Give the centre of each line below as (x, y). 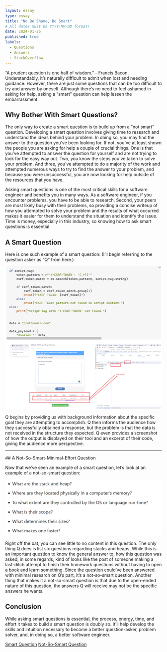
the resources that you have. (34, 180)
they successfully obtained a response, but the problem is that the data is (80, 428)
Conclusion (23, 607)
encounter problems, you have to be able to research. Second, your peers (81, 200)
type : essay (17, 16)
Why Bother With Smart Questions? (62, 115)
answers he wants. (24, 591)
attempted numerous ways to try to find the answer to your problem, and (80, 169)
